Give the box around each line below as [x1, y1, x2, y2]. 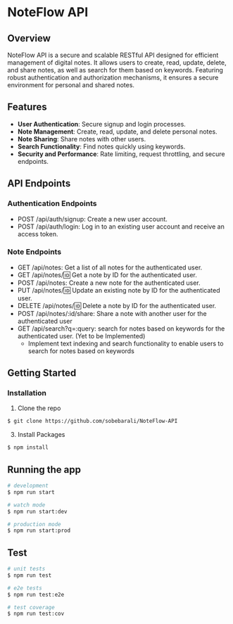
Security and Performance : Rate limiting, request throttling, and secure [17, 149, 225, 158]
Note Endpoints [7, 247, 62, 257]
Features [7, 101, 47, 113]
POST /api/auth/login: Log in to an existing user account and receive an [17, 222, 225, 231]
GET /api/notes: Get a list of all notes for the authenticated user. [17, 263, 203, 272]
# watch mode [7, 501, 46, 509]
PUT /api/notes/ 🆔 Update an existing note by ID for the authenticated [17, 286, 220, 294]
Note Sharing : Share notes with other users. [17, 134, 146, 143]
